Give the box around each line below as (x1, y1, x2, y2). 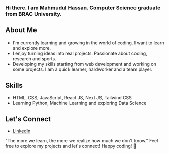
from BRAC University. (5, 10, 62, 17)
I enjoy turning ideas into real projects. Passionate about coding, (12, 50, 147, 56)
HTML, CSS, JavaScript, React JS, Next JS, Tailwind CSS (12, 94, 132, 100)
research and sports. (12, 55, 57, 62)
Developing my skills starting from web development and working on (12, 61, 156, 67)
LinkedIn (12, 128, 31, 134)
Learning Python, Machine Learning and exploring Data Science (12, 100, 147, 106)
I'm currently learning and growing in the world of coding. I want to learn (12, 40, 164, 46)
